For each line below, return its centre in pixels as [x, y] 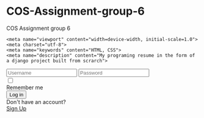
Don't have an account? [36, 101]
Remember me [25, 87]
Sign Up [16, 108]
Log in [16, 94]
